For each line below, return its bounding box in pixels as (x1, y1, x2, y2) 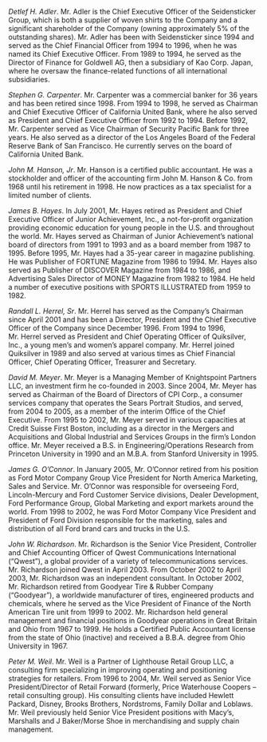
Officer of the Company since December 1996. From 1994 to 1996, (8, 323, 226, 332)
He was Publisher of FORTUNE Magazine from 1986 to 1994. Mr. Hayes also (8, 257, 257, 266)
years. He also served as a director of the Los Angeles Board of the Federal (8, 133, 256, 142)
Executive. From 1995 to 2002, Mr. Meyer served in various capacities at (8, 415, 245, 424)
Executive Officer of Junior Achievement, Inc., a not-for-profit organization (8, 215, 253, 224)
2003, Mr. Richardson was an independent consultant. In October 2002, (8, 573, 245, 582)
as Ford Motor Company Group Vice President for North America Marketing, (8, 473, 258, 482)
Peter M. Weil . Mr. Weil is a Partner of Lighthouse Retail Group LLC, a (8, 657, 234, 666)
